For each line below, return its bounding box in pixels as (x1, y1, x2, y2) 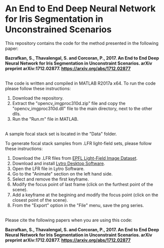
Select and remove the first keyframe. (12, 176, 89, 182)
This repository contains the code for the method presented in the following (5, 40, 159, 46)
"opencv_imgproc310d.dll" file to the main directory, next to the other (12, 106, 153, 111)
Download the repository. (12, 95, 64, 101)
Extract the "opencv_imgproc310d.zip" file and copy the (12, 100, 126, 106)
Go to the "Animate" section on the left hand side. (12, 171, 113, 177)
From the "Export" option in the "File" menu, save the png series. (12, 202, 144, 208)
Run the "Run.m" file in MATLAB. (12, 116, 79, 122)
